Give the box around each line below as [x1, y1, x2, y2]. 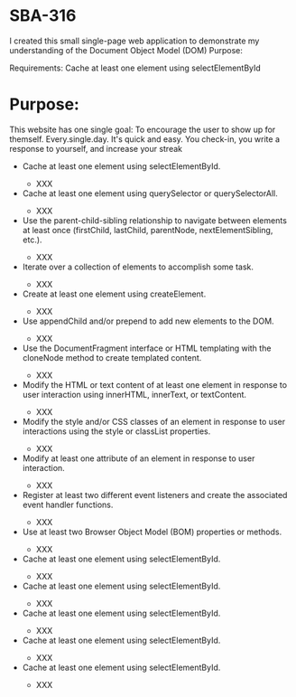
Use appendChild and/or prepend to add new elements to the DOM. [22, 316, 274, 326]
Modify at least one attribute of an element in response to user [22, 453, 255, 464]
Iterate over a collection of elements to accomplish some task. [22, 261, 254, 272]
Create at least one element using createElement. [22, 288, 207, 299]
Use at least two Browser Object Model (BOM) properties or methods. [22, 526, 282, 537]
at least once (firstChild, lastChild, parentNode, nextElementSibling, [22, 224, 273, 235]
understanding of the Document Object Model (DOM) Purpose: [9, 44, 244, 55]
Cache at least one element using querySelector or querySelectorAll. [22, 187, 278, 199]
